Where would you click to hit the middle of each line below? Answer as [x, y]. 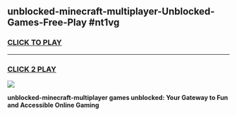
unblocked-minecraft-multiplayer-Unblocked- [111, 12]
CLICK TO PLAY [35, 43]
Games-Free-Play [47, 23]
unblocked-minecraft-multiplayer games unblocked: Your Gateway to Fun [118, 97]
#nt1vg [104, 23]
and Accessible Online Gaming [53, 105]
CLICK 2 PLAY [32, 69]
